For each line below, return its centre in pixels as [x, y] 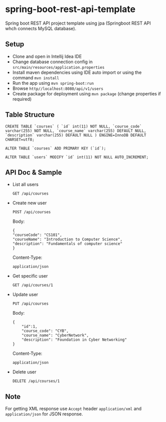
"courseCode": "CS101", [37, 235]
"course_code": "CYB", [45, 331]
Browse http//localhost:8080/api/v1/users [58, 88]
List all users [25, 185]
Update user [25, 295]
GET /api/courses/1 [33, 285]
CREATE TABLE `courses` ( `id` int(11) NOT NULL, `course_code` [73, 126]
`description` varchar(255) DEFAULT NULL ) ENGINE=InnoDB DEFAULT [76, 135]
